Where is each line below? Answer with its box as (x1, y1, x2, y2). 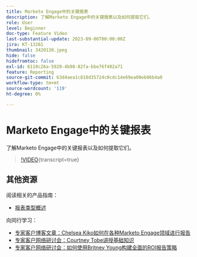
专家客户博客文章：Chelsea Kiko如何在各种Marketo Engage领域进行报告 (14, 229, 191, 236)
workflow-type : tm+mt (6, 80, 60, 86)
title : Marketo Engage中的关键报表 (6, 8, 89, 15)
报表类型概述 (14, 204, 46, 211)
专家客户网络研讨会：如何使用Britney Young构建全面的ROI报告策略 (14, 243, 177, 251)
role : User (6, 19, 33, 25)
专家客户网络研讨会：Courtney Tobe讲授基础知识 (14, 236, 134, 243)
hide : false (6, 53, 35, 58)
